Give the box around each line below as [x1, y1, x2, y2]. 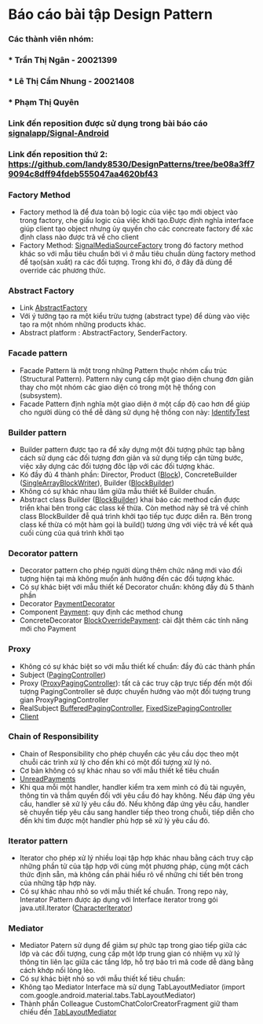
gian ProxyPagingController [19, 695, 109, 704]
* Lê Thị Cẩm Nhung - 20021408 [8, 75, 135, 86]
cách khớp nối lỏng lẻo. [19, 966, 96, 975]
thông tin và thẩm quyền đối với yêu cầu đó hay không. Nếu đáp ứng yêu [19, 791, 255, 800]
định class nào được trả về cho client [19, 232, 139, 242]
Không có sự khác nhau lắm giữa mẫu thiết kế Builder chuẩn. [19, 486, 216, 496]
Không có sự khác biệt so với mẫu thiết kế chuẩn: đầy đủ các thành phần [19, 661, 255, 671]
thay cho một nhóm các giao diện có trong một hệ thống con [19, 382, 216, 392]
